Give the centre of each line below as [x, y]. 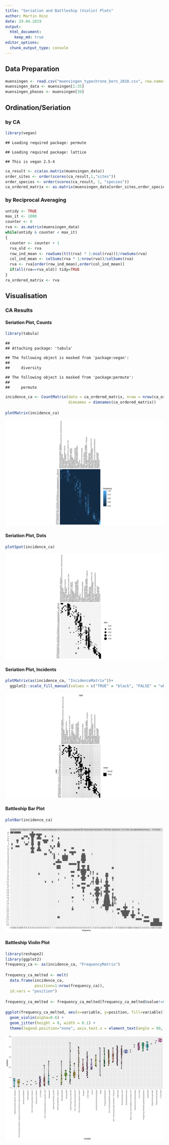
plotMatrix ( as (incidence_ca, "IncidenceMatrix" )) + [59, 681]
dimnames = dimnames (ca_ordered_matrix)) [112, 403]
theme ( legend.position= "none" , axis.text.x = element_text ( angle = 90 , [87, 1028]
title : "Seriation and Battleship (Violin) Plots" [59, 11]
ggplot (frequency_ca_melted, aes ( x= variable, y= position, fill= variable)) [85, 1012]
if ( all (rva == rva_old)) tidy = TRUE [45, 270]
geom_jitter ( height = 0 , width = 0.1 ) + [53, 1023]
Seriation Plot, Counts [29, 322]
